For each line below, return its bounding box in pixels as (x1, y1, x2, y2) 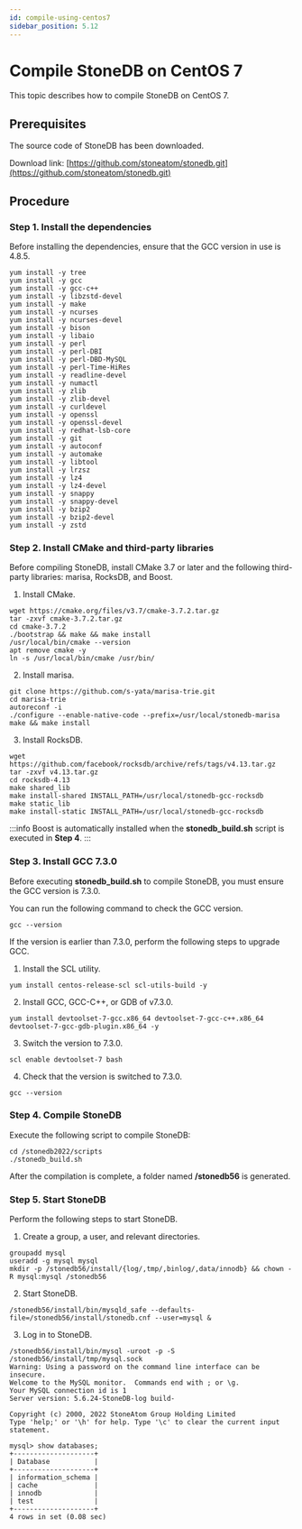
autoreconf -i (9, 703, 63, 713)
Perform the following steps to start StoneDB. (9, 1214, 178, 1225)
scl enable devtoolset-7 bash (9, 1055, 124, 1064)
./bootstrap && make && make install (9, 631, 151, 640)
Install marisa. (22, 669, 75, 681)
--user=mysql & (154, 1313, 212, 1322)
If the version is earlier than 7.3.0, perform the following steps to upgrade (9, 935, 280, 947)
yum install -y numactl (9, 378, 99, 388)
